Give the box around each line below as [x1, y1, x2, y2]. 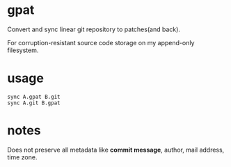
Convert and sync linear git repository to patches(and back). [7, 25, 181, 33]
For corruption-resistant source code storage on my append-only [7, 38, 195, 47]
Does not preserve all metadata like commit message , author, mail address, [7, 145, 225, 154]
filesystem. [7, 46, 39, 54]
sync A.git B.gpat [7, 100, 61, 106]
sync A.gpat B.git [7, 93, 61, 100]
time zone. [7, 152, 38, 161]
